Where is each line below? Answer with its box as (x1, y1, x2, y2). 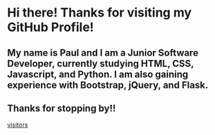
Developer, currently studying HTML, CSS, (7, 57, 194, 70)
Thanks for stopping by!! (7, 102, 116, 114)
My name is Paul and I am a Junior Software (7, 47, 199, 59)
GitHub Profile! (7, 19, 95, 35)
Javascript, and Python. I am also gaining (7, 68, 189, 80)
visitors (7, 121, 28, 129)
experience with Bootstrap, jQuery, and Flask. (7, 79, 209, 91)
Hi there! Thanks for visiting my (7, 5, 192, 21)
